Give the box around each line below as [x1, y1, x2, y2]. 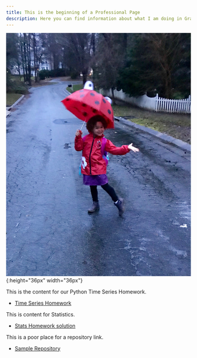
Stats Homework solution [14, 322, 76, 329]
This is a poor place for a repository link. [6, 333, 104, 340]
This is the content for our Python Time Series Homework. [6, 288, 147, 295]
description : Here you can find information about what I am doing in [6, 15, 182, 22]
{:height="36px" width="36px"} [6, 277, 83, 284]
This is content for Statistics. [6, 311, 75, 318]
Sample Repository [14, 345, 60, 352]
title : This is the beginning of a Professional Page [6, 9, 141, 15]
